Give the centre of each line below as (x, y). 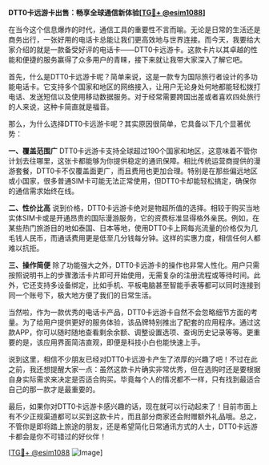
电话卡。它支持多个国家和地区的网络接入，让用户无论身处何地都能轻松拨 (134, 87)
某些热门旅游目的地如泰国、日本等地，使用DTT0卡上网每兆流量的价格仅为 (130, 228)
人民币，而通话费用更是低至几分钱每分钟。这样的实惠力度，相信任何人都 (141, 238)
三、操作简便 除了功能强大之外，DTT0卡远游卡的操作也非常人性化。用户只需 (134, 265)
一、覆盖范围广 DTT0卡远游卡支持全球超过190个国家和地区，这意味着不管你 (133, 151)
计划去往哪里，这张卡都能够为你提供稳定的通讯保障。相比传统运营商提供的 (131, 161)
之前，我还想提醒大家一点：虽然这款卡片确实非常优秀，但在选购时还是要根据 (134, 369)
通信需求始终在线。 (46, 191)
